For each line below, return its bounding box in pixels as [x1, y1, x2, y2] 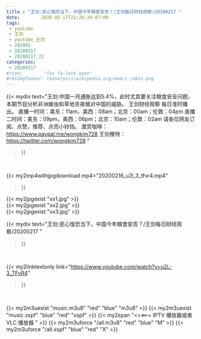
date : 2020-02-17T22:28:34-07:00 [6, 14, 109, 20]
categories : [6, 59, 36, 65]
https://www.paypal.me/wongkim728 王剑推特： [6, 130, 126, 138]
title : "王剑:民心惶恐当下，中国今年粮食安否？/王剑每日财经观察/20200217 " [6, 8, 182, 15]
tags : [6, 20, 20, 26]
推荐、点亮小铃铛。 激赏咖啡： [32, 123, 108, 130]
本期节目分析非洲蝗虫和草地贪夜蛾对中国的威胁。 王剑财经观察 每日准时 [6, 100, 183, 108]
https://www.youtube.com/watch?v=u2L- [70, 263, 172, 271]
